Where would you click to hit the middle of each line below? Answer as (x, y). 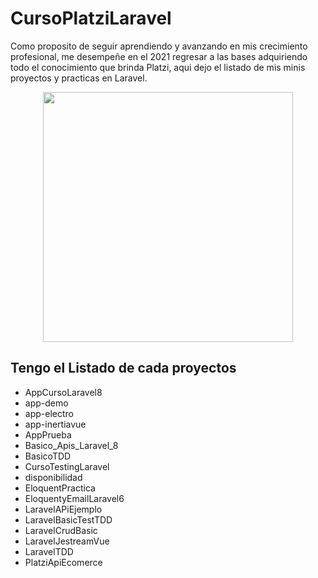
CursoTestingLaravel (67, 466)
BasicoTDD (48, 456)
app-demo (46, 403)
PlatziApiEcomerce (63, 562)
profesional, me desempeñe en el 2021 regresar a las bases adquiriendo (159, 56)
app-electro (49, 413)
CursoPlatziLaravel (91, 18)
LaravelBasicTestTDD (68, 519)
